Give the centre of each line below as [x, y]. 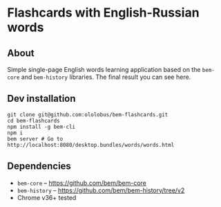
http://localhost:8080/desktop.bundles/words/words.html [91, 145]
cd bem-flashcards [33, 120]
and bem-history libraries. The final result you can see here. [106, 77]
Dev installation [41, 99]
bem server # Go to [35, 139]
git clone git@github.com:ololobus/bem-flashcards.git [88, 115]
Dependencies [39, 166]
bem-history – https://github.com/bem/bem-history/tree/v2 [101, 190]
